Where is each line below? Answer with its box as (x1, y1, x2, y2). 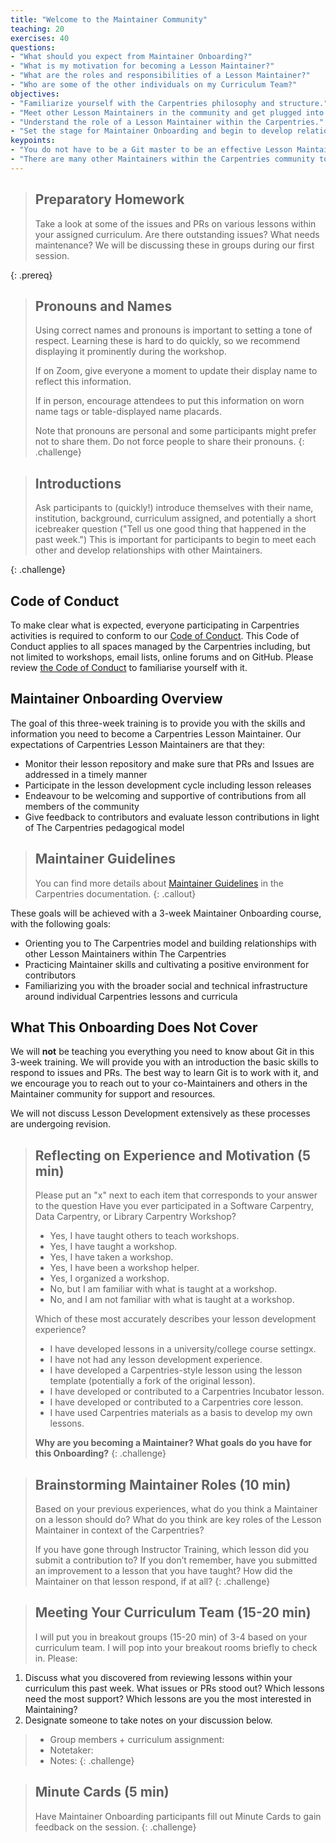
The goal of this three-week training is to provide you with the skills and (10, 717, 306, 729)
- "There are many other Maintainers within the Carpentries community (10, 154, 315, 164)
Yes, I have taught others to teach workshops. (49, 1230, 240, 1242)
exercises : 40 (10, 33, 70, 43)
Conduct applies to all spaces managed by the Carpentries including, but (10, 641, 311, 652)
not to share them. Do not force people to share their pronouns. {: (34, 436, 305, 448)
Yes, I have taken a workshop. (49, 1251, 174, 1263)
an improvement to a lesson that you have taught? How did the (34, 1565, 293, 1577)
